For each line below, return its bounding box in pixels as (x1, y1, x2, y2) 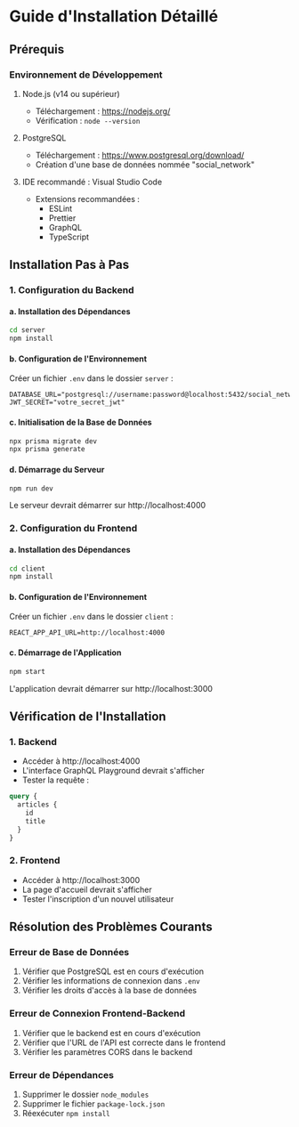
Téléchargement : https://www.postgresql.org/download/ (35, 150, 245, 160)
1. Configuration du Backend (9, 284, 134, 296)
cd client (9, 563, 46, 573)
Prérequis (9, 42, 65, 57)
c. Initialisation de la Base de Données (9, 417, 153, 427)
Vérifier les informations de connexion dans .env (21, 976, 200, 986)
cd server (9, 326, 46, 335)
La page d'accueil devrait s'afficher (21, 884, 153, 895)
